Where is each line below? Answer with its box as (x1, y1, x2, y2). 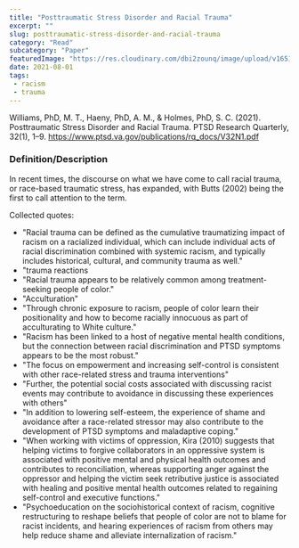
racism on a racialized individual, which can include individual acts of (21, 236, 276, 247)
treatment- (228, 274, 268, 285)
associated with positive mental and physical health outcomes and (21, 454, 266, 464)
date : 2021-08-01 (9, 63, 74, 72)
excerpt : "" (9, 21, 53, 30)
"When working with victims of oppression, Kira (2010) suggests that (21, 435, 275, 446)
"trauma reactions (21, 265, 89, 275)
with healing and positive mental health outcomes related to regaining (21, 482, 279, 493)
